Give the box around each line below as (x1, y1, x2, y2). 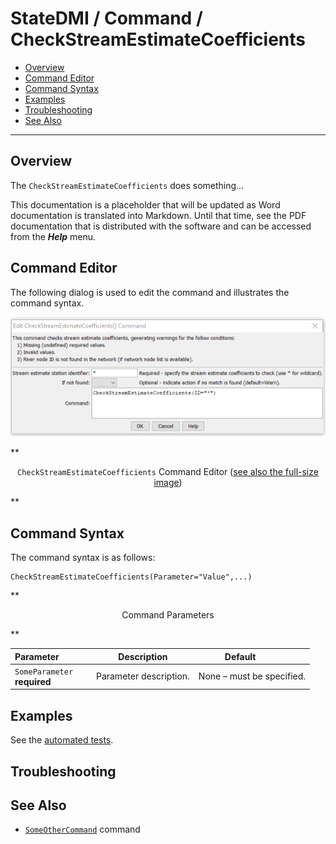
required (14, 675, 52, 687)
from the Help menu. (10, 230, 97, 242)
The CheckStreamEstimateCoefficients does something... (10, 179, 245, 191)
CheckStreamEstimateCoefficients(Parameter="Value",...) (10, 572, 253, 582)
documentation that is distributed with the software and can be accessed (10, 220, 312, 232)
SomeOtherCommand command (24, 823, 141, 836)
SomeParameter (14, 667, 74, 677)
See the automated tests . (10, 734, 114, 746)
